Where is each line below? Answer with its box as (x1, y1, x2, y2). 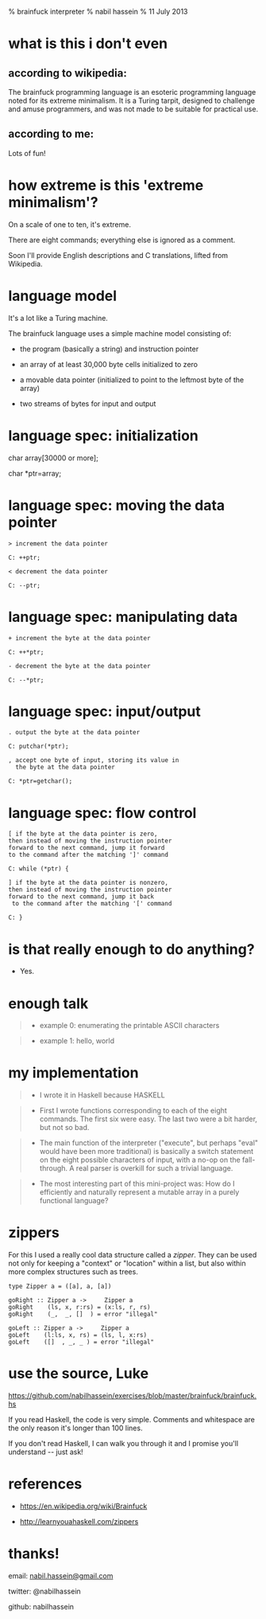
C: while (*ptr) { (8, 865, 69, 873)
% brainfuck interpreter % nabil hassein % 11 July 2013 (8, 7, 188, 16)
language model (8, 287, 118, 305)
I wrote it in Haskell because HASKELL (39, 1090, 165, 1100)
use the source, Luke (8, 1365, 149, 1382)
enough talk (8, 995, 89, 1012)
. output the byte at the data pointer (8, 729, 141, 737)
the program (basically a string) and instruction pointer (19, 344, 199, 354)
